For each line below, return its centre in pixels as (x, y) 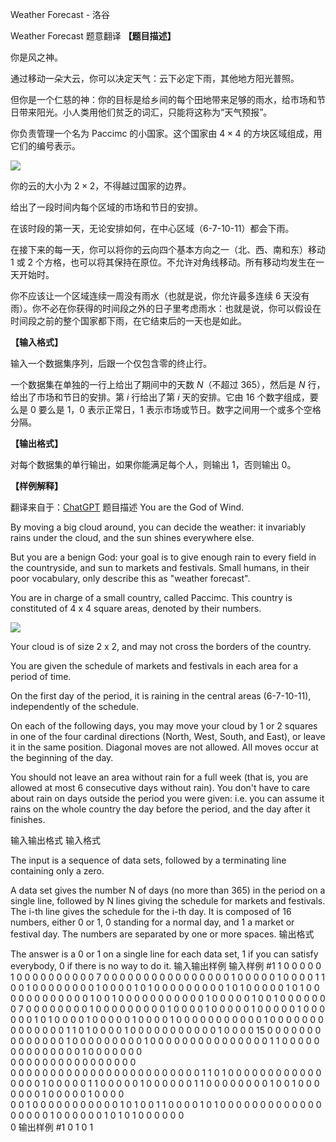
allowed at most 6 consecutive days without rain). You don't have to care (160, 787)
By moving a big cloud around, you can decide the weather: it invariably (158, 527)
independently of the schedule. (74, 706)
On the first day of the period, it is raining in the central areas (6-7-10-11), (161, 696)
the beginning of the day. (62, 757)
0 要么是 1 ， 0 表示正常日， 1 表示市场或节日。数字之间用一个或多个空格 (175, 409)
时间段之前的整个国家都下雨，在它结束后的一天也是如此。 (128, 321)
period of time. (41, 676)
